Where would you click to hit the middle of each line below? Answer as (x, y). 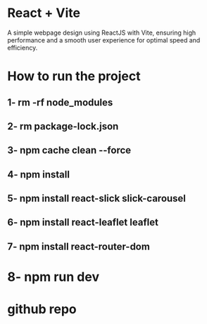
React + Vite (44, 13)
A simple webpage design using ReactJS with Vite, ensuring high (102, 33)
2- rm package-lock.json (63, 126)
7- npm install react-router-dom (79, 247)
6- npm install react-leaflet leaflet (83, 222)
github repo (42, 309)
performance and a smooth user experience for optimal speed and (104, 40)
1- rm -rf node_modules (60, 102)
